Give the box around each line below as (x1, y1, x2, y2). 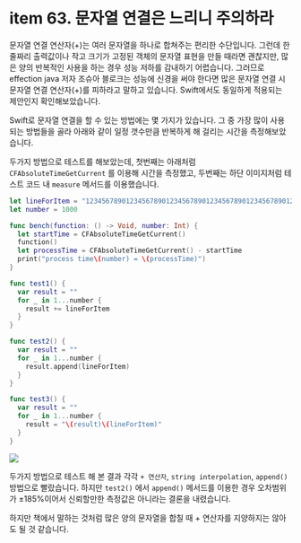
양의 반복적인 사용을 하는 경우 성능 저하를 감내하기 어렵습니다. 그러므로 (18, 62, 265, 73)
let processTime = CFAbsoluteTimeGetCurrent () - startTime (17, 246, 243, 256)
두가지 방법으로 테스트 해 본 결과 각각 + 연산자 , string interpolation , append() (9, 470, 288, 481)
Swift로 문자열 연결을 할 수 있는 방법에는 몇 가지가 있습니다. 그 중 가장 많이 (9, 114, 269, 126)
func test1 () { (9, 279, 66, 288)
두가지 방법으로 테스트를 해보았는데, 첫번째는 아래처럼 (9, 156, 196, 167)
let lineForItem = (9, 197, 78, 206)
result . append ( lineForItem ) (25, 362, 130, 371)
